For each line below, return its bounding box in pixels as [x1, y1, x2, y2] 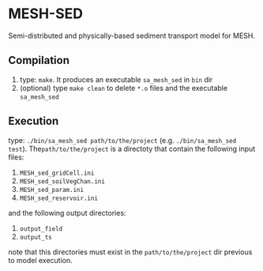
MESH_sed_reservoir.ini [19, 194, 99, 202]
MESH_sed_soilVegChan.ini [19, 177, 105, 186]
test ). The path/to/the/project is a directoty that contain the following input [8, 144, 256, 153]
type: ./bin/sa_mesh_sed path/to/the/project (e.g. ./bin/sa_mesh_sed [8, 135, 237, 145]
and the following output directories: [8, 208, 126, 217]
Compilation [8, 54, 70, 67]
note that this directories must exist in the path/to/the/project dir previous [8, 247, 253, 257]
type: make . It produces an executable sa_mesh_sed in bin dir [19, 74, 213, 84]
